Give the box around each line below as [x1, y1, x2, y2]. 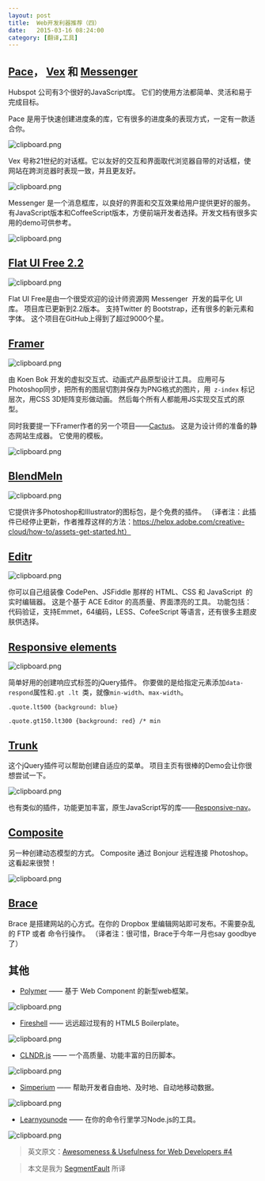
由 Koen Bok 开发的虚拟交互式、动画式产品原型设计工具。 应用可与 [8, 374, 225, 384]
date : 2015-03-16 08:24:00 [8, 26, 104, 34]
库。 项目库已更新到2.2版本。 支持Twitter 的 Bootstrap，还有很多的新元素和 [8, 304, 255, 313]
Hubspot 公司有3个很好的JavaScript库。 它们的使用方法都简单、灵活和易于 [8, 88, 252, 97]
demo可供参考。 [21, 218, 76, 228]
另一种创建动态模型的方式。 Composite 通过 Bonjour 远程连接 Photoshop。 [8, 848, 253, 857]
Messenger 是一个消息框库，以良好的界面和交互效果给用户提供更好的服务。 [8, 199, 255, 208]
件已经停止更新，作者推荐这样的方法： [8, 517, 133, 526]
